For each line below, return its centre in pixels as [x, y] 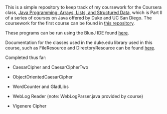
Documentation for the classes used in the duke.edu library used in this [79, 42]
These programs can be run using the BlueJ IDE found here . [67, 33]
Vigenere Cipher [29, 106]
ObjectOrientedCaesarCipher [42, 77]
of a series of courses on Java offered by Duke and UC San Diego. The [78, 18]
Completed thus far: [26, 57]
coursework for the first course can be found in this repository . [70, 23]
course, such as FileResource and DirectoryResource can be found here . [80, 48]
